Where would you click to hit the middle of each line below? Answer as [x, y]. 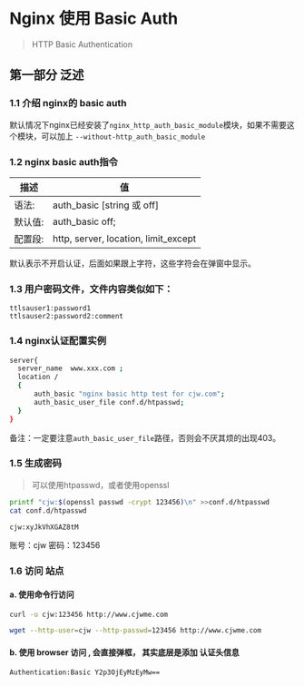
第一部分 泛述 [47, 75]
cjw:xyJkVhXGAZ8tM [44, 527]
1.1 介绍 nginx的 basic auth [68, 103]
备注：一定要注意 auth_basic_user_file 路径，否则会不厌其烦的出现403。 [145, 437]
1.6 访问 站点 [37, 571]
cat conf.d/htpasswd [49, 510]
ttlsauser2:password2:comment [67, 317]
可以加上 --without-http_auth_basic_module [123, 136]
